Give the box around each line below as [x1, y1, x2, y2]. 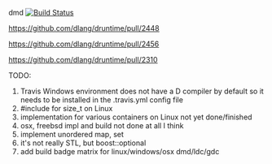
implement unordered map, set [20, 130, 125, 139]
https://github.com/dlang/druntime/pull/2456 [8, 39, 160, 49]
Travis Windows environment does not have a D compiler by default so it [20, 86, 265, 96]
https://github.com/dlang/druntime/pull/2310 [8, 55, 158, 64]
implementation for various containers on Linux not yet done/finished [20, 112, 252, 122]
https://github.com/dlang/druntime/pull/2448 [8, 24, 160, 32]
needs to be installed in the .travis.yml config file [20, 95, 183, 105]
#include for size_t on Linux [20, 104, 113, 113]
